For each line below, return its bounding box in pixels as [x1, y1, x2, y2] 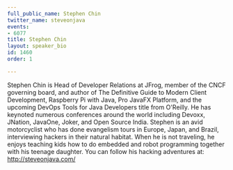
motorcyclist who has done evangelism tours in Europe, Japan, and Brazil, [7, 125, 219, 133]
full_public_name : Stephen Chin [7, 10, 101, 17]
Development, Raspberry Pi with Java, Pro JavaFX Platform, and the [7, 95, 202, 104]
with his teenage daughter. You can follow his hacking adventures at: [7, 147, 204, 155]
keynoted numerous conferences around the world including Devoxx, [7, 110, 205, 118]
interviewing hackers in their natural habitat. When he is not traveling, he [7, 132, 215, 141]
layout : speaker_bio [7, 42, 67, 49]
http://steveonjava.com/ [7, 155, 76, 163]
